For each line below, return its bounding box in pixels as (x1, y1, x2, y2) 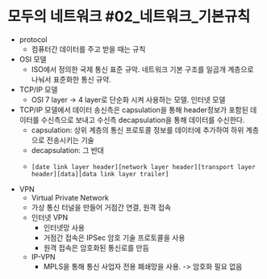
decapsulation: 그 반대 (31, 145, 105, 154)
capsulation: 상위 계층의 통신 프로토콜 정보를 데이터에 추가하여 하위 (31, 125, 244, 134)
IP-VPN (31, 252, 56, 261)
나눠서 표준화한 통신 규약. (31, 74, 112, 84)
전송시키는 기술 (46, 135, 94, 145)
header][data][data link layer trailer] (31, 170, 169, 178)
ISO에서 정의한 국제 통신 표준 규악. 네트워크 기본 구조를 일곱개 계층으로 (31, 64, 254, 74)
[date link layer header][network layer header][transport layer (31, 163, 256, 171)
